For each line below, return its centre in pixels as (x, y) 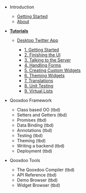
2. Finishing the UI (42, 55)
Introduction (22, 7)
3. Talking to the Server (48, 60)
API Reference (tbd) (37, 175)
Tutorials (19, 31)
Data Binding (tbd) (35, 125)
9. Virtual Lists (38, 91)
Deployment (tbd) (34, 151)
